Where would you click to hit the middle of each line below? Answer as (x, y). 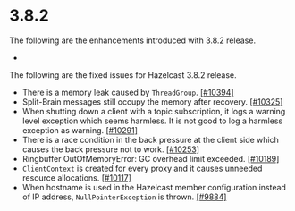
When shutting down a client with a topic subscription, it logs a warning (154, 111)
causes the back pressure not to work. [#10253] (110, 149)
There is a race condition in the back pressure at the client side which (150, 139)
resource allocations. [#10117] (77, 177)
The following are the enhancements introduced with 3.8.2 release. (133, 40)
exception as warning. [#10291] (80, 130)
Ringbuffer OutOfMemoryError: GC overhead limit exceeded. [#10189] (151, 158)
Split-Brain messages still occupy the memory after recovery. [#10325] (152, 101)
